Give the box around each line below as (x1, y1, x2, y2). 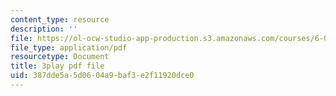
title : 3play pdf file (10, 61, 105, 71)
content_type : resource (10, 14, 110, 25)
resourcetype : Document (10, 52, 110, 62)
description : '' (10, 24, 78, 34)
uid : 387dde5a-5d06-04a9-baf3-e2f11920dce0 (10, 71, 195, 81)
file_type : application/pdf (10, 42, 128, 53)
